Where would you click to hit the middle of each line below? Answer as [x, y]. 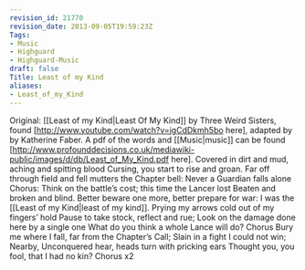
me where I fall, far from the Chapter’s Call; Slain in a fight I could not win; [148, 236]
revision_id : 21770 [47, 18]
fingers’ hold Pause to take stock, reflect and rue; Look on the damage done [153, 217]
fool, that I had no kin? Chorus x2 [72, 255]
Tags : [20, 35]
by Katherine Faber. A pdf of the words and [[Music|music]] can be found [147, 140]
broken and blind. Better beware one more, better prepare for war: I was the [152, 198]
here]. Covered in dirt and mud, [230, 159]
